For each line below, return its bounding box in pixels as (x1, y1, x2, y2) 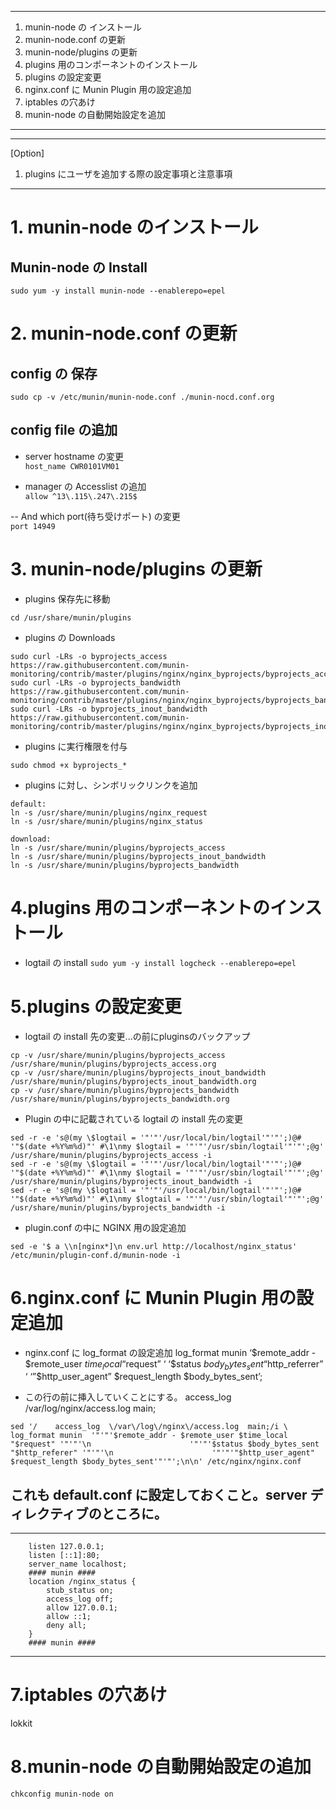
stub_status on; (46, 1586, 114, 1596)
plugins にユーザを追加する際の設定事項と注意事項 (24, 168, 233, 180)
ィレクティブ (10, 1505, 89, 1522)
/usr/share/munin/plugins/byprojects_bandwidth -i (10, 1202, 226, 1213)
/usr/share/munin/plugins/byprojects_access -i (10, 1150, 213, 1160)
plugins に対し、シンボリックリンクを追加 (24, 779, 198, 791)
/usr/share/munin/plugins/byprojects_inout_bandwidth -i (10, 1176, 253, 1186)
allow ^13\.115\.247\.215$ (24, 491, 138, 501)
